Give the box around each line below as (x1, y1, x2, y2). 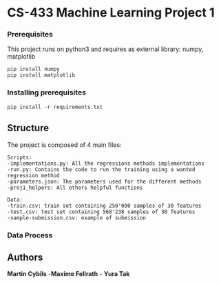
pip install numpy (7, 66, 60, 73)
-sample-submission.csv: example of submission (7, 214, 147, 222)
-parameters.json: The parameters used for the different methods (7, 178, 202, 185)
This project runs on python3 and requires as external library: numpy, (7, 45, 204, 53)
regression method (7, 172, 60, 179)
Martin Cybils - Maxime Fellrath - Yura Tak (7, 270, 130, 278)
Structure (7, 122, 50, 134)
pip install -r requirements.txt (7, 104, 103, 110)
